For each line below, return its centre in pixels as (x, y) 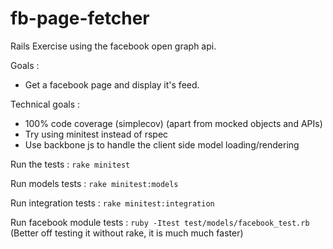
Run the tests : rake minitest (70, 164)
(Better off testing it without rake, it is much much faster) (127, 233)
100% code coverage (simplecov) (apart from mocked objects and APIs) (173, 123)
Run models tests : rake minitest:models (94, 183)
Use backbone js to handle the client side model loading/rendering (162, 144)
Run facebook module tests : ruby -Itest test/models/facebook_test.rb (160, 222)
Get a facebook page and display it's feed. (112, 84)
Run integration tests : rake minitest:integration (112, 203)
